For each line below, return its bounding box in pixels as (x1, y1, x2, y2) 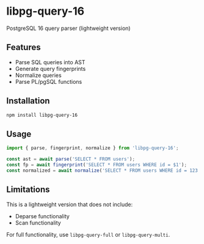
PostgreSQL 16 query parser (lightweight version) (6, 24, 131, 32)
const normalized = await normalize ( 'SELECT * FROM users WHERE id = (6, 167, 188, 174)
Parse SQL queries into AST (15, 58, 86, 65)
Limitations (6, 185, 50, 195)
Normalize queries (15, 72, 62, 79)
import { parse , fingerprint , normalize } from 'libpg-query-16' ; (6, 145, 179, 151)
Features (6, 42, 41, 53)
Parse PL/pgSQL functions (15, 78, 82, 85)
